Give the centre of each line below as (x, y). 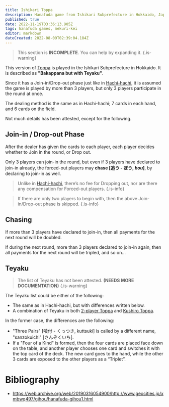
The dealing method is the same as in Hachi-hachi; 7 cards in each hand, (81, 103)
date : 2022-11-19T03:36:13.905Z (39, 24)
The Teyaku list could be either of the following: (55, 296)
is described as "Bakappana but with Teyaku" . (54, 73)
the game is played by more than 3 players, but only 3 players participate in (83, 88)
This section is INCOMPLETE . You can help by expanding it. (79, 52)
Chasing (19, 220)
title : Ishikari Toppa (29, 10)
